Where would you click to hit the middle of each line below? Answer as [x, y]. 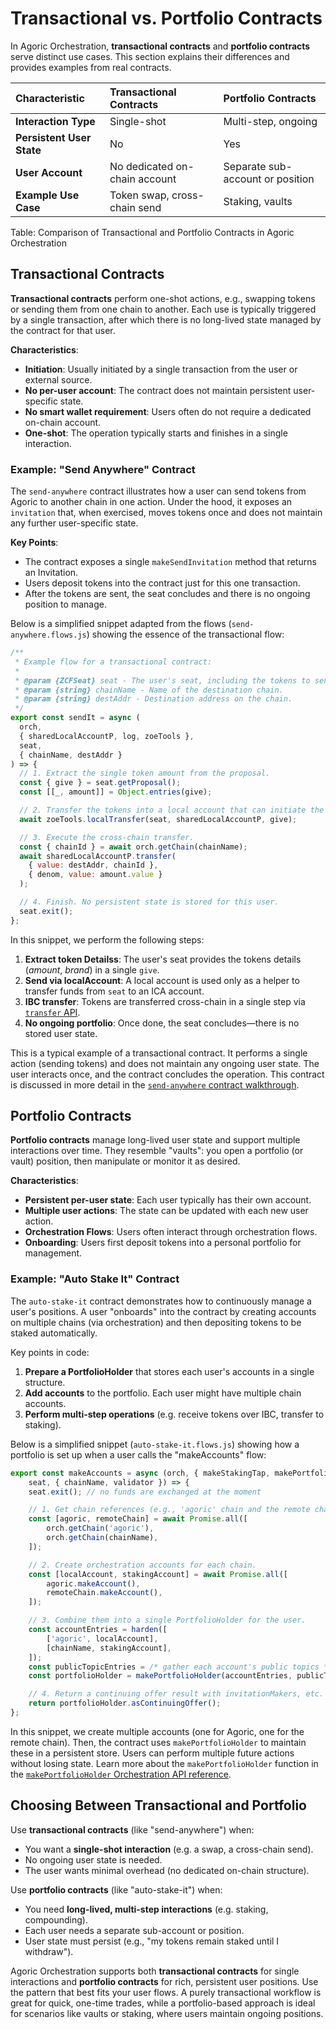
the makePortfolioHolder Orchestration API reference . [121, 1774]
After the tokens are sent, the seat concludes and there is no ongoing [167, 594]
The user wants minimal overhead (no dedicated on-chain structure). [167, 1870]
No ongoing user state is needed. [93, 1859]
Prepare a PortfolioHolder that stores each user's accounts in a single [169, 1371]
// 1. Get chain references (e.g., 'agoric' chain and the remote [169, 1510]
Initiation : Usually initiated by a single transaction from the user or [161, 369]
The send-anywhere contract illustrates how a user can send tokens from [158, 491]
